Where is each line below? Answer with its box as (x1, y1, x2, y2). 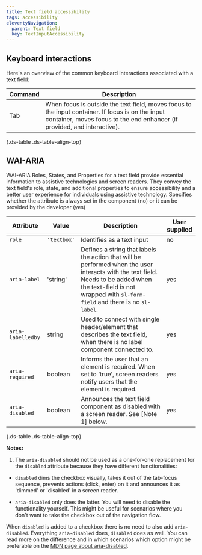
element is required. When (81, 362, 155, 370)
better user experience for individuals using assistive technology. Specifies (6, 191, 192, 198)
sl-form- (121, 291, 146, 298)
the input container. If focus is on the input (45, 108, 165, 116)
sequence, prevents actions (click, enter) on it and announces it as (14, 480, 180, 488)
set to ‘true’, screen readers (81, 370, 159, 378)
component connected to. (81, 345, 154, 354)
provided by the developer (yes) (6, 203, 86, 210)
